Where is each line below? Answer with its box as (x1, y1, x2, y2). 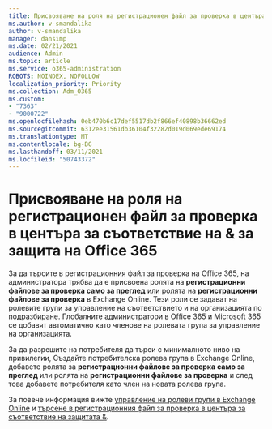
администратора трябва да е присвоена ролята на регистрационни (8, 277, 246, 287)
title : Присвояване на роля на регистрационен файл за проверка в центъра (8, 11, 266, 20)
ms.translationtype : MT (8, 132, 89, 140)
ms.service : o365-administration (8, 65, 121, 73)
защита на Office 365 (8, 242, 158, 260)
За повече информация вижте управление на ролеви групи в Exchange (8, 395, 256, 405)
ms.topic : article (8, 58, 70, 66)
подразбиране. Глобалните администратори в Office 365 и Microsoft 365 (8, 311, 261, 321)
